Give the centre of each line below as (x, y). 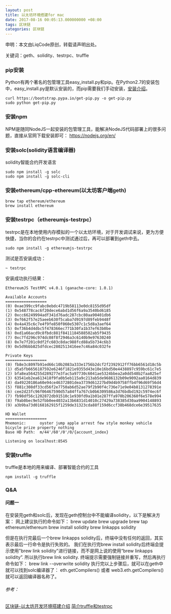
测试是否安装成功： (26, 258)
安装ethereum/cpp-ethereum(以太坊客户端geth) (66, 190)
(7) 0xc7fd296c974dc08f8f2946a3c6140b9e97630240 (58, 338)
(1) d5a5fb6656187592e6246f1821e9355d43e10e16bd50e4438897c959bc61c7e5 (83, 369)
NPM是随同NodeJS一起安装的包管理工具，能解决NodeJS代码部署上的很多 (83, 129)
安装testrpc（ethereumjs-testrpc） (50, 220)
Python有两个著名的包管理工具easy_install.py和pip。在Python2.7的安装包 (82, 82)
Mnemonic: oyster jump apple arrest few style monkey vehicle (79, 423)
